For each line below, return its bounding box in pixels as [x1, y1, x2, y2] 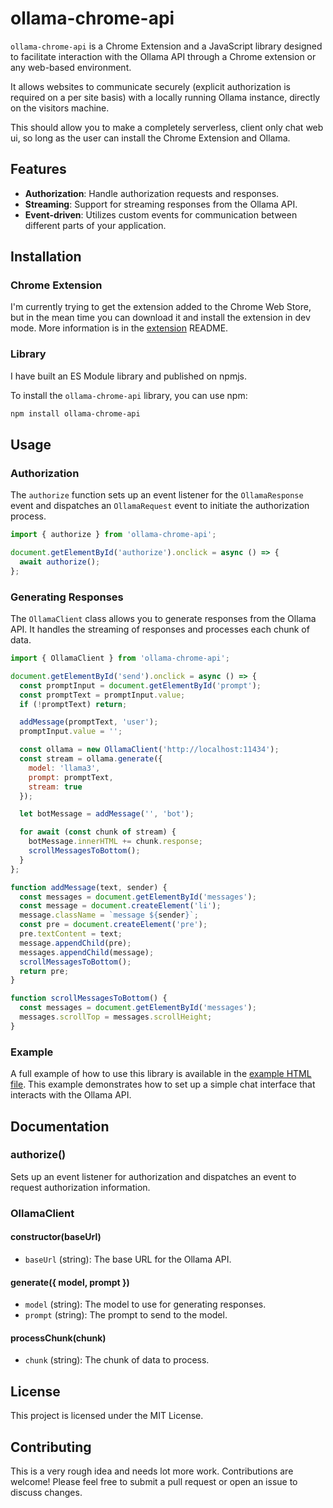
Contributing [10, 1438, 92, 1456]
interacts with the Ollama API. [10, 1089, 132, 1101]
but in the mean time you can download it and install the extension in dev [10, 312, 311, 324]
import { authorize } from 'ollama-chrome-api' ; [10, 530, 217, 540]
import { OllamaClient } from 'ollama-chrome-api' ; [10, 653, 230, 664]
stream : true [28, 782, 83, 792]
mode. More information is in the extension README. [10, 322, 229, 334]
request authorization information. [10, 1181, 151, 1193]
